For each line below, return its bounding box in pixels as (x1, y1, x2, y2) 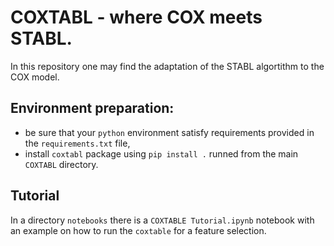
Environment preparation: (10, 100, 175, 117)
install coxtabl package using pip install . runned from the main (24, 147, 299, 160)
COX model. (10, 71, 60, 83)
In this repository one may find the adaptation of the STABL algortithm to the (10, 60, 325, 72)
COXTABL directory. (24, 158, 99, 170)
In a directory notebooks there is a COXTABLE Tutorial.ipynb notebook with (10, 214, 315, 226)
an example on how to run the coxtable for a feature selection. (10, 224, 267, 236)
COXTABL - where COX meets (10, 6, 263, 29)
